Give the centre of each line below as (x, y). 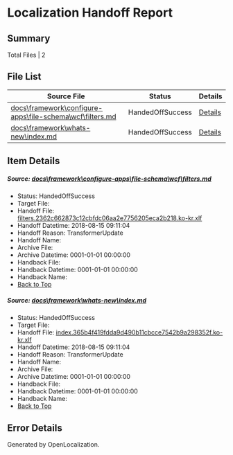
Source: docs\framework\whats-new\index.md (77, 300)
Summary (29, 38)
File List (24, 77)
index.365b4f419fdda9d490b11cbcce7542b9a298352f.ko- (139, 332)
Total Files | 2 (26, 55)
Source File (66, 96)
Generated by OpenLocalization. (53, 444)
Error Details (35, 428)
